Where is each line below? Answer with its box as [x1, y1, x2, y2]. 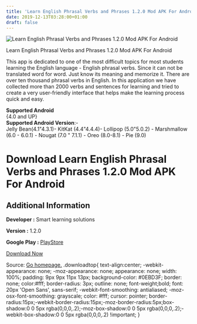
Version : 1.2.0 [6, 227, 42, 234]
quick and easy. [6, 96, 45, 103]
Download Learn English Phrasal [6, 152, 167, 166]
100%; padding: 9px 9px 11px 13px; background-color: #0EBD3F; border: [6, 274, 182, 281]
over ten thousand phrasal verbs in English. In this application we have [6, 77, 176, 84]
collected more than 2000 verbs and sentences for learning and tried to [6, 83, 179, 90]
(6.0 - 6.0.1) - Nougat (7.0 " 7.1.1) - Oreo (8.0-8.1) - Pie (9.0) [6, 132, 147, 139]
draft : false [6, 19, 38, 25]
